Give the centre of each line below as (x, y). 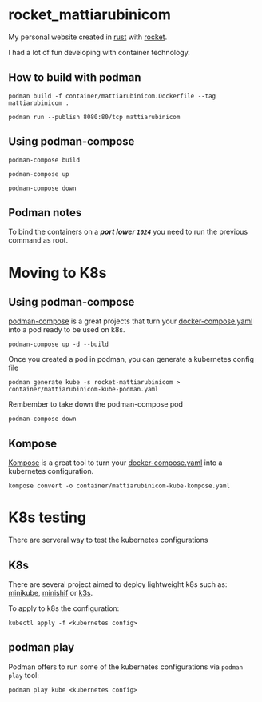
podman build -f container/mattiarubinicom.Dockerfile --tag (112, 96)
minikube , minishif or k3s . (51, 592)
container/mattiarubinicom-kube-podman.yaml (83, 390)
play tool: (24, 675)
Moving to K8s (58, 273)
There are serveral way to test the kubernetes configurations (108, 540)
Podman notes (45, 213)
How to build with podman (75, 78)
